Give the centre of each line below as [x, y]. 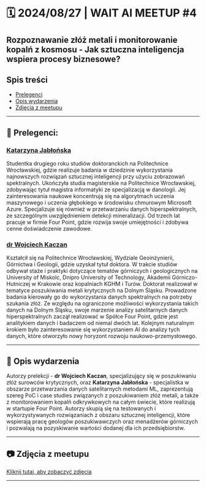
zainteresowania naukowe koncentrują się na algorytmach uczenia [90, 196]
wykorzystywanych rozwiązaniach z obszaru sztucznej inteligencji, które [98, 415]
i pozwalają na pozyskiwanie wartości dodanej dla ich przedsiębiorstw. [96, 428]
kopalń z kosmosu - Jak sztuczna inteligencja [95, 49]
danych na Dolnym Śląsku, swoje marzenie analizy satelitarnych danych [97, 310]
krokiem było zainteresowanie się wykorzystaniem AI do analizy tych [93, 329]
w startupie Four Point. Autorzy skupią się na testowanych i [81, 408]
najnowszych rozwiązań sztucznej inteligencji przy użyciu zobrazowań [96, 177]
